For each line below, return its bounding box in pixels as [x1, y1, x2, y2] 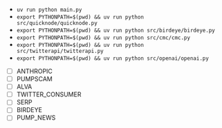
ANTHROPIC [16, 67, 53, 75]
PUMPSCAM [16, 75, 53, 83]
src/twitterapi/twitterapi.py [16, 47, 104, 54]
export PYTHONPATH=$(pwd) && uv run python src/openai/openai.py [16, 55, 209, 62]
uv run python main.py [16, 6, 82, 13]
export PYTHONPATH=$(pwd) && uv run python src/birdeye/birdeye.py [16, 27, 215, 34]
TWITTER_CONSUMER [16, 90, 82, 98]
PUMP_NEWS [16, 114, 56, 122]
